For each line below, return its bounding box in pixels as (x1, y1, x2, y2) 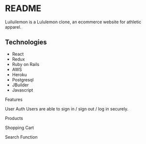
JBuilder (12, 82, 29, 88)
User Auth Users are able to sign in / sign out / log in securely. (5, 106, 129, 112)
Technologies (5, 38, 47, 47)
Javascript (12, 87, 33, 93)
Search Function (5, 134, 38, 140)
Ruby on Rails (12, 61, 40, 67)
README (5, 3, 42, 14)
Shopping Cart (5, 125, 34, 130)
